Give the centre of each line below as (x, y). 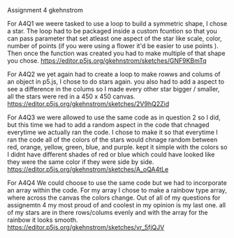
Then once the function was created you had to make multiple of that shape (116, 53)
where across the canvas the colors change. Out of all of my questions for (114, 198)
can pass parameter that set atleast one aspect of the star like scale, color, (115, 38)
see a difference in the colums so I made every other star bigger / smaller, (114, 89)
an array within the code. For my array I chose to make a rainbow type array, (117, 190)
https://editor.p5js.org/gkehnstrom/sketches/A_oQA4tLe (88, 169)
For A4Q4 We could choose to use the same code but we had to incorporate (117, 183)
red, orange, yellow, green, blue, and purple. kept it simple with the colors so (117, 147)
